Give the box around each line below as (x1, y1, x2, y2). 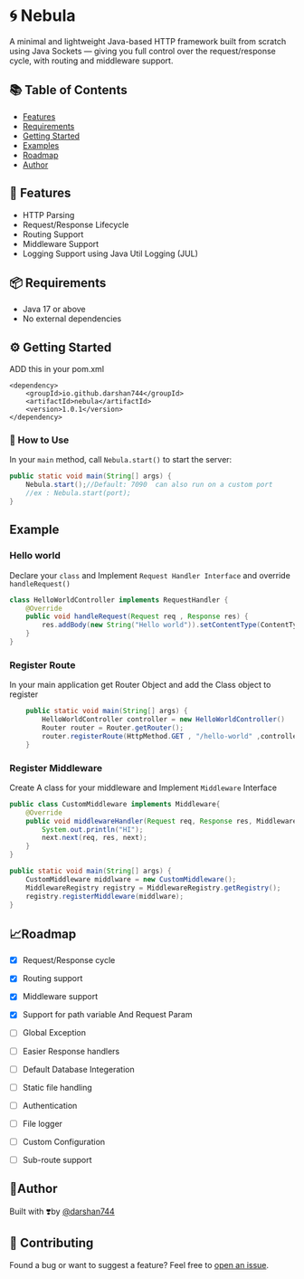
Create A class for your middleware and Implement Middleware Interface (9, 782, 278, 793)
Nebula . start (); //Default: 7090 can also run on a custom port (25, 481, 273, 490)
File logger (22, 1118, 63, 1129)
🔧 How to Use (9, 434, 70, 446)
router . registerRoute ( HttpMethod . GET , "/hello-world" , (42, 731, 261, 740)
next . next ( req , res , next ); (42, 834, 147, 843)
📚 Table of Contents (9, 82, 128, 98)
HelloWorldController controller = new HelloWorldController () (42, 715, 285, 724)
